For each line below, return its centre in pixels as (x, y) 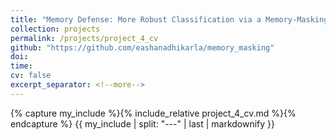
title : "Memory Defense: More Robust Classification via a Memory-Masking (169, 19)
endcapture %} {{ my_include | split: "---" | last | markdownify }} (143, 123)
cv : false (31, 76)
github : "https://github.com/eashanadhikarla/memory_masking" (142, 47)
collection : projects (55, 29)
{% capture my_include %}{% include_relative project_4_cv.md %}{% (153, 113)
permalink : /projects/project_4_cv (84, 38)
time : (21, 66)
